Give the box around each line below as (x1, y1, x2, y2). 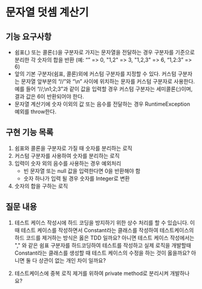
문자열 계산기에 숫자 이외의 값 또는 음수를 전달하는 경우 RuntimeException (14, 100, 191, 108)
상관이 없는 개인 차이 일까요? (38, 256, 106, 264)
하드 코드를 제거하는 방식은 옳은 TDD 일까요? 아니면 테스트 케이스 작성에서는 (14, 234, 195, 241)
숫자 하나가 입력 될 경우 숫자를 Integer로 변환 (23, 175, 130, 182)
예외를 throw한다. (14, 108, 57, 115)
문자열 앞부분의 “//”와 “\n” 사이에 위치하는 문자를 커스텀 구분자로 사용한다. (21, 78, 195, 85)
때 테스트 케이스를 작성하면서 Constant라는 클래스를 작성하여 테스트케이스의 (14, 226, 194, 233)
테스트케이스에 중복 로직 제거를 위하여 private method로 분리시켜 (14, 270, 169, 277)
